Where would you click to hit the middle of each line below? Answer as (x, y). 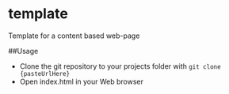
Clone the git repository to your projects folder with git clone (120, 66)
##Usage (23, 51)
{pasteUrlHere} (45, 73)
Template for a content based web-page (74, 36)
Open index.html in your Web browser (82, 81)
